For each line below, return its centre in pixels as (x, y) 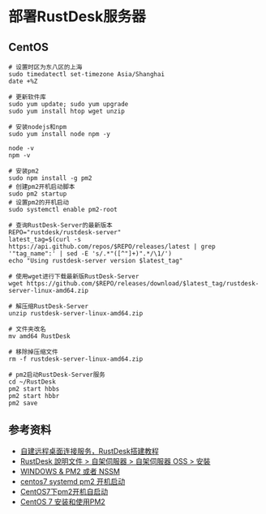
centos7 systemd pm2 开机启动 (73, 481)
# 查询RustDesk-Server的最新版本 (60, 225)
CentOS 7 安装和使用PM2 (62, 501)
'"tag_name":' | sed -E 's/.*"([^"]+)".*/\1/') (90, 254)
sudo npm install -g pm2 (50, 178)
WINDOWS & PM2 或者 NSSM (70, 471)
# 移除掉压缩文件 (33, 352)
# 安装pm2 (24, 171)
